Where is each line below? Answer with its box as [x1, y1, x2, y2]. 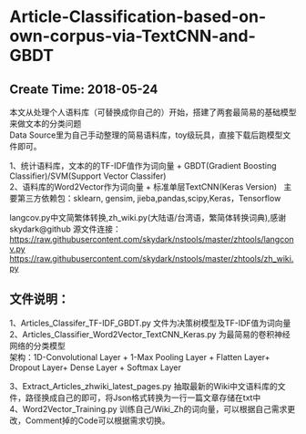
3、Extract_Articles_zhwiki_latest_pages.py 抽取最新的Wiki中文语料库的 [9, 380, 278, 391]
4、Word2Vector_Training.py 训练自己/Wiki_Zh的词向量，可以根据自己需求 [9, 403, 288, 414]
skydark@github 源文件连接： [9, 223, 121, 234]
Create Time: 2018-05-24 [9, 81, 158, 97]
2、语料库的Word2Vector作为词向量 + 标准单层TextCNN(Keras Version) [9, 181, 278, 192]
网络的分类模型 [9, 340, 66, 351]
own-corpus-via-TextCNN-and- [9, 26, 257, 46]
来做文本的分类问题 [9, 119, 82, 129]
